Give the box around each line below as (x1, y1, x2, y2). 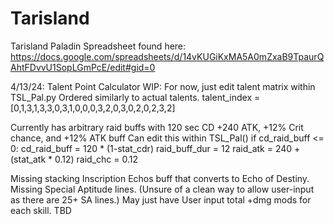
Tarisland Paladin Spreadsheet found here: (10, 40, 187, 52)
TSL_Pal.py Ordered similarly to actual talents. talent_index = (10, 91, 261, 103)
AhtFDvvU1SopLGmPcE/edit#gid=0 (10, 61, 156, 73)
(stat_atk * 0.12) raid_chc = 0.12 (10, 153, 138, 165)
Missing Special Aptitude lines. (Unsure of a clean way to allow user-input (10, 183, 315, 195)
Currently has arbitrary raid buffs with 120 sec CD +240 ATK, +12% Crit (10, 121, 304, 133)
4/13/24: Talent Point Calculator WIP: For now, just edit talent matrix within (10, 80, 316, 92)
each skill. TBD (10, 204, 72, 216)
